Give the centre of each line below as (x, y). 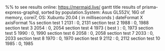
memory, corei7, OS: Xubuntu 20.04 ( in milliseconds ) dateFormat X (74, 17)
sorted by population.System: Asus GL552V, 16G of (93, 12)
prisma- (150, 7)
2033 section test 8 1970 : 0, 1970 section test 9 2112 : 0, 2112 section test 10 (83, 38)
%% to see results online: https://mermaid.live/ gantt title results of (73, 7)
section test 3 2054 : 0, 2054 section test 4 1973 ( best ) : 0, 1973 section (79, 28)
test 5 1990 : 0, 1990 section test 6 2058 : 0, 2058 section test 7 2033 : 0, (80, 33)
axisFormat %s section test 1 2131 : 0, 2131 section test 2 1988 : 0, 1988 (77, 23)
